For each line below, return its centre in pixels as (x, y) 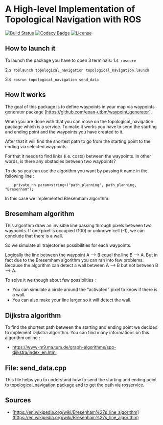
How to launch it (30, 48)
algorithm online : (23, 338)
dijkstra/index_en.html (35, 352)
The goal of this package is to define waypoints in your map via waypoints (80, 106)
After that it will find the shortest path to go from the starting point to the (78, 141)
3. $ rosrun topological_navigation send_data (52, 79)
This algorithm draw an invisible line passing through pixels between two (78, 226)
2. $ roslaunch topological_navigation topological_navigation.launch (77, 70)
